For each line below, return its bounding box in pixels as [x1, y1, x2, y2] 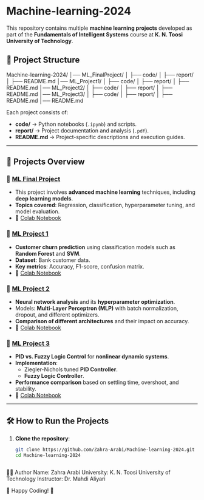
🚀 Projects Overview [6, 157, 85, 167]
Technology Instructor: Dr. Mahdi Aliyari [6, 475, 106, 482]
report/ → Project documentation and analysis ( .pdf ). [15, 126, 149, 134]
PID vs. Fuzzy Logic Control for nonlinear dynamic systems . [15, 353, 169, 360]
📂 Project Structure [6, 55, 80, 65]
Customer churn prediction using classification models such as [15, 243, 176, 250]
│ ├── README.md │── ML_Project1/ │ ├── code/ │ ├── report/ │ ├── [6, 77, 189, 84]
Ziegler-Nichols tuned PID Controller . [24, 366, 118, 373]
